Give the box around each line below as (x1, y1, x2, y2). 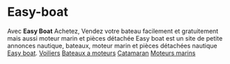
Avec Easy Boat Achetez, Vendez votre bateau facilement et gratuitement (7, 27, 219, 35)
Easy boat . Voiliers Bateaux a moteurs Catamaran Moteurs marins (7, 49, 196, 57)
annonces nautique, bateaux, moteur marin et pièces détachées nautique (7, 41, 217, 50)
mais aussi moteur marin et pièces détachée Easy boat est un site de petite (7, 34, 223, 42)
